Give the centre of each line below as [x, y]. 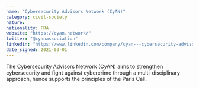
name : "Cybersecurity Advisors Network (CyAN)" [66, 11]
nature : [16, 22]
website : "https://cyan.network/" [49, 33]
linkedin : [18, 45]
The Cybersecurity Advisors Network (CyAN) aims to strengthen [85, 66]
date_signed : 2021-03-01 [37, 50]
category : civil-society [37, 17]
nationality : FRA [28, 28]
